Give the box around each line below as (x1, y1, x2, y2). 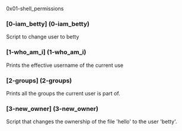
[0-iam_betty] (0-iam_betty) (6, 20, 90, 28)
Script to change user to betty (6, 33, 79, 40)
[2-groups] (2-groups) (6, 76, 72, 85)
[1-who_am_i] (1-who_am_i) (6, 48, 87, 56)
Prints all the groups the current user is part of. (6, 90, 120, 97)
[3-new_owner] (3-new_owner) (6, 104, 99, 113)
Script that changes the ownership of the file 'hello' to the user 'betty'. (6, 118, 177, 125)
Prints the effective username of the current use (6, 62, 124, 69)
